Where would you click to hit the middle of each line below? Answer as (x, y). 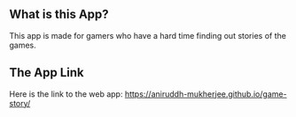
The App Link (47, 73)
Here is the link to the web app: (66, 94)
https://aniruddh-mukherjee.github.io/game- (206, 94)
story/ (20, 103)
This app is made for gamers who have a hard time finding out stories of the (148, 35)
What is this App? (59, 15)
